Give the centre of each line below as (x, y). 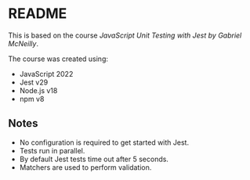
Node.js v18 (38, 90)
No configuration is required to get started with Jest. (104, 142)
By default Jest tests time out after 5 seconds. (94, 159)
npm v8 (32, 99)
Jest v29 (34, 82)
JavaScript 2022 (46, 74)
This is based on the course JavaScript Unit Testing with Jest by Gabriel (125, 35)
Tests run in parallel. (52, 150)
